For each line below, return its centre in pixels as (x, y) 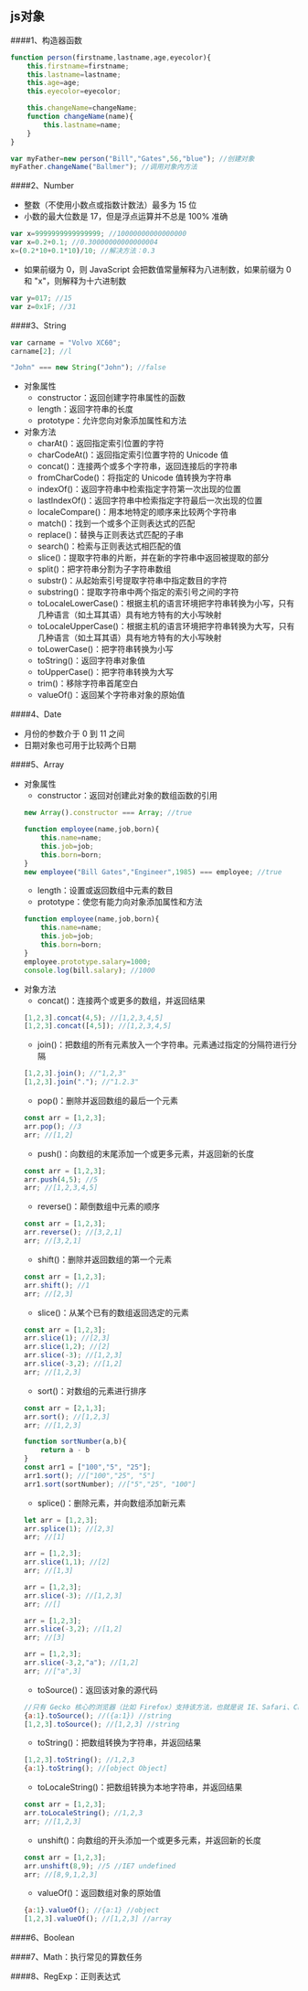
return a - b (65, 1450)
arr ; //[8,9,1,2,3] (61, 1874)
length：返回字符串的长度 (85, 409)
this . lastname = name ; (82, 125)
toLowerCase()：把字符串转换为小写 (105, 649)
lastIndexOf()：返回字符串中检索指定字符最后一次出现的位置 (150, 500)
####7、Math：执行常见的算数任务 (76, 1957)
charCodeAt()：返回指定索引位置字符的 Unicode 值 (133, 455)
